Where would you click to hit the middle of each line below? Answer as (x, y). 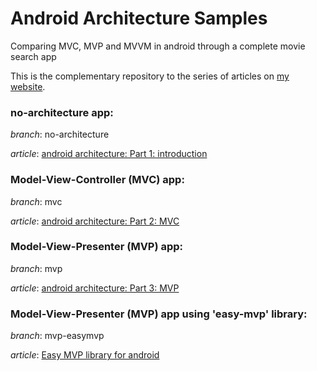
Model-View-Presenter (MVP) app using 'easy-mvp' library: (159, 314)
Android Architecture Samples (139, 18)
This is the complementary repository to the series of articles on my (150, 76)
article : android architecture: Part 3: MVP (95, 288)
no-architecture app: (62, 112)
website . (28, 86)
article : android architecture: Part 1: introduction (109, 154)
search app (33, 56)
